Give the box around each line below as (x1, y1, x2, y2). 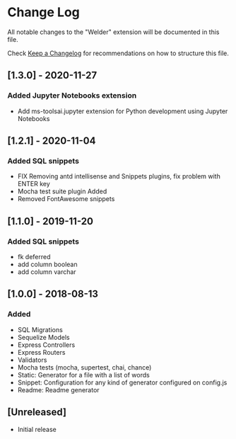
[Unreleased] (7, 406, 67, 418)
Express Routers (17, 348, 66, 356)
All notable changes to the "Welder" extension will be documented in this (7, 28, 220, 36)
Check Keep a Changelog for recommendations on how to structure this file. (7, 49, 230, 57)
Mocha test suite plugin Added (17, 187, 107, 195)
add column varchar (17, 268, 76, 276)
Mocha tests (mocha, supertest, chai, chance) (17, 363, 152, 372)
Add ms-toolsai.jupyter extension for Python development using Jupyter (17, 107, 228, 115)
